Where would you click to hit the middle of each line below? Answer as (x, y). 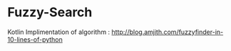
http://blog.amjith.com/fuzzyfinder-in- (168, 32)
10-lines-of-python (35, 39)
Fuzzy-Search (50, 12)
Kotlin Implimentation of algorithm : (59, 32)
